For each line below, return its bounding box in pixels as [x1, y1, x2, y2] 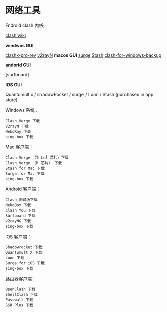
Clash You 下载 [5, 208, 36, 213]
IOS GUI [5, 82, 22, 88]
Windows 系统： [5, 107, 39, 113]
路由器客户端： [5, 276, 36, 282]
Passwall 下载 [5, 297, 34, 302]
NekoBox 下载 [5, 202, 31, 208]
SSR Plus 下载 [5, 302, 34, 308]
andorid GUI [5, 62, 31, 68]
